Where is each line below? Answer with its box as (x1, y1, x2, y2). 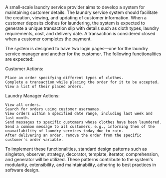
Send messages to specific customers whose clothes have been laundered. (5, 120, 162, 125)
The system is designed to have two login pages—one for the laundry (5, 46, 148, 51)
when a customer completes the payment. (5, 36, 92, 42)
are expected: (5, 56, 34, 62)
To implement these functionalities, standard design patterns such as (5, 146, 147, 152)
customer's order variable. (5, 137, 64, 142)
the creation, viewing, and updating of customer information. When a (5, 15, 147, 20)
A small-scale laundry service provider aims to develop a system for (5, 4, 146, 10)
